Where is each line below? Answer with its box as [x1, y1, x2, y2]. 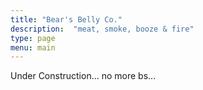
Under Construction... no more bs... [10, 70, 157, 82]
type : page [10, 33, 56, 43]
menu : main [10, 42, 56, 53]
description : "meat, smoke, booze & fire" [10, 24, 195, 34]
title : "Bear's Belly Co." [10, 14, 123, 25]
